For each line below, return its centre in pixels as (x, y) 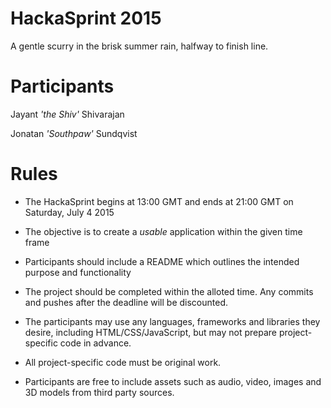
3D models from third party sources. (99, 392)
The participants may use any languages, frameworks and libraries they (172, 321)
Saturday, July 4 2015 (69, 212)
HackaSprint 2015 (86, 18)
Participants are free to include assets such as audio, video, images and (173, 381)
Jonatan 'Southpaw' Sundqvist (74, 133)
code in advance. (95, 343)
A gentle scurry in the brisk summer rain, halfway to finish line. (139, 46)
